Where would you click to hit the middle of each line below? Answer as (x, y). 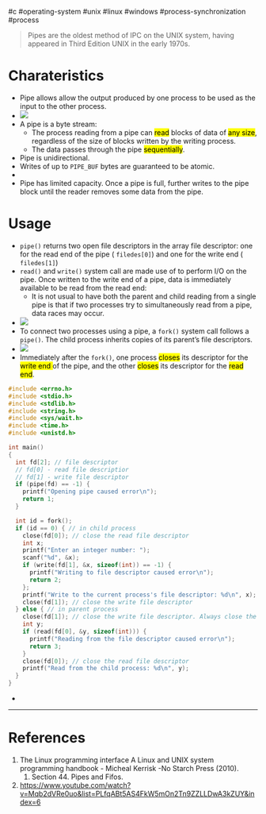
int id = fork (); (44, 521)
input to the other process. (63, 106)
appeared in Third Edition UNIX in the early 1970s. (109, 44)
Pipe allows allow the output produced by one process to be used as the (137, 98)
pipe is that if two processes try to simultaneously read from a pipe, (142, 304)
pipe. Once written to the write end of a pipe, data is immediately (125, 279)
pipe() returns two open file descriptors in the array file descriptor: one (136, 245)
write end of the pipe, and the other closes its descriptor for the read (131, 365)
